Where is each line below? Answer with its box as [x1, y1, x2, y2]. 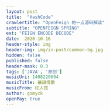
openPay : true [6, 96, 41, 102]
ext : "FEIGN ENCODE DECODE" [6, 31, 75, 36]
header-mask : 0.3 [6, 63, 49, 69]
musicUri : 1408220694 [6, 74, 59, 80]
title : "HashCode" [6, 14, 54, 20]
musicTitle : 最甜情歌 [6, 80, 56, 86]
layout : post [6, 8, 38, 15]
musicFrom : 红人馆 [6, 85, 49, 91]
